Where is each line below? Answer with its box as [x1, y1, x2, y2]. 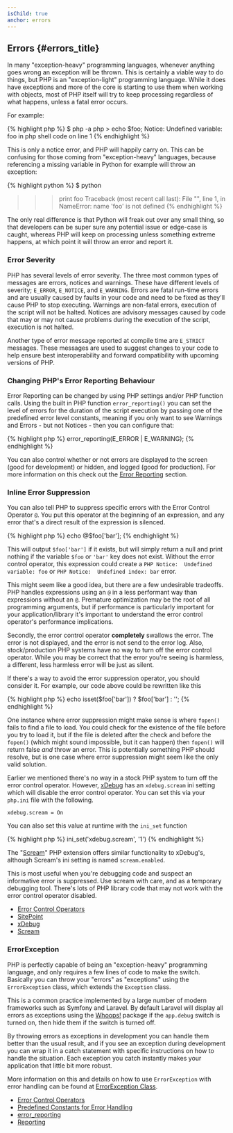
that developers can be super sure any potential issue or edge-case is [7, 223, 207, 232]
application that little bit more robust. [7, 1061, 112, 1070]
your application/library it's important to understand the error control [7, 610, 203, 619]
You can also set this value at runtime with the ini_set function [7, 821, 187, 830]
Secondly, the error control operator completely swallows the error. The [7, 631, 214, 640]
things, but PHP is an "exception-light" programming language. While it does [7, 76, 226, 84]
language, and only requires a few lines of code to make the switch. [7, 967, 200, 976]
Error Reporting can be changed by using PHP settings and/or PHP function [7, 391, 223, 400]
